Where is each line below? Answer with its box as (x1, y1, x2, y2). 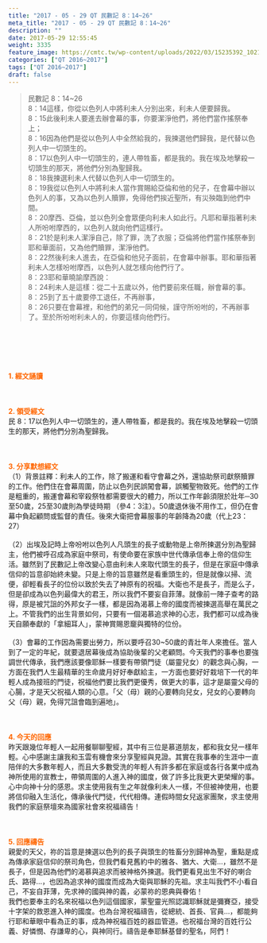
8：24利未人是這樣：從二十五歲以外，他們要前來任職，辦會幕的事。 (27, 282, 250, 292)
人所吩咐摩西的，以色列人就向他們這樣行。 (27, 222, 168, 232)
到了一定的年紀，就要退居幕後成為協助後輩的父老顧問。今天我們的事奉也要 (8, 647, 252, 656)
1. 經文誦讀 (8, 371, 44, 381)
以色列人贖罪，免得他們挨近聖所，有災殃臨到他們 (83, 192, 244, 203)
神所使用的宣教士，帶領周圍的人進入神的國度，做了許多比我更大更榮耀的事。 (8, 771, 259, 781)
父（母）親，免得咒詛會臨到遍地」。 (8, 697, 123, 706)
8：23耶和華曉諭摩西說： (27, 272, 111, 282)
